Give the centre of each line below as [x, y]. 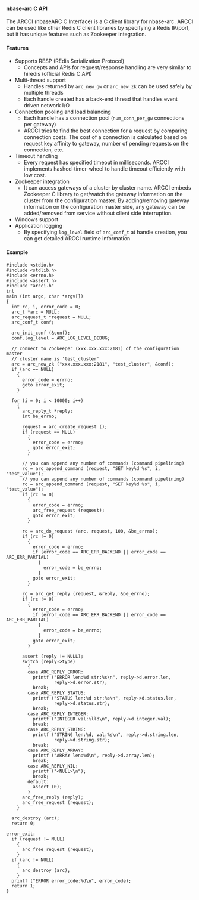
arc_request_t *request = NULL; [52, 317]
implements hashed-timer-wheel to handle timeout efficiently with [104, 169]
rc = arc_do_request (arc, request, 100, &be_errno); [90, 531]
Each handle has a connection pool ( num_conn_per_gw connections [104, 118]
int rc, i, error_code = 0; [46, 307]
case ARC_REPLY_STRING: [57, 729]
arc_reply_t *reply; [47, 411]
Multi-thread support [40, 80]
